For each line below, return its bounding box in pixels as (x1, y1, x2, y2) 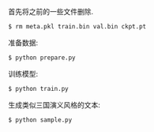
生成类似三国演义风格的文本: (8, 100, 101, 109)
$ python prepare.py (8, 54, 77, 62)
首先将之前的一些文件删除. (8, 7, 94, 16)
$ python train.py (8, 85, 69, 92)
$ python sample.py (8, 115, 73, 124)
